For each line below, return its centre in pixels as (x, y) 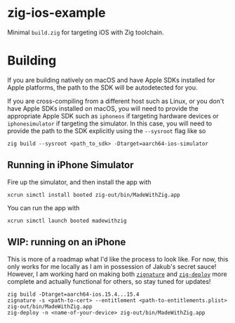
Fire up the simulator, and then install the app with (80, 182)
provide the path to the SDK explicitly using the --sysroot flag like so (107, 130)
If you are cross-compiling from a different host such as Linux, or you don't (116, 101)
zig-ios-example (56, 13)
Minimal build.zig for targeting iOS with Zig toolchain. (86, 32)
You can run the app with (43, 207)
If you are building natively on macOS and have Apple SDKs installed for (111, 80)
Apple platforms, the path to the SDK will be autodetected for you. (102, 87)
